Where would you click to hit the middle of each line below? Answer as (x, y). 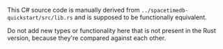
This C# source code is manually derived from (74, 10)
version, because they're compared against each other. (86, 38)
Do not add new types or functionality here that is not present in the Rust (111, 31)
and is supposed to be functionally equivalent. (140, 17)
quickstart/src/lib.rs (40, 18)
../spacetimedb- (165, 10)
